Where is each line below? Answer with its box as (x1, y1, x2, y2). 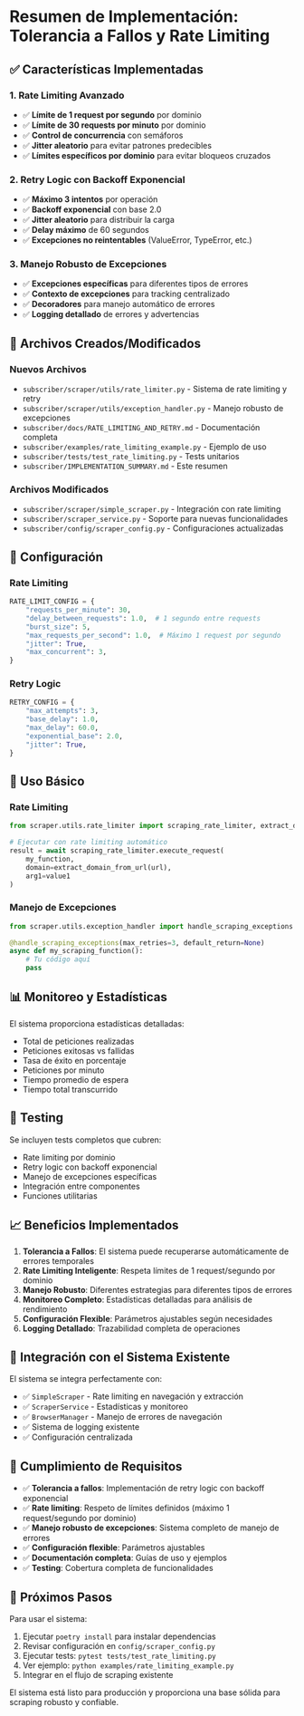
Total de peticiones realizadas (22, 1036, 135, 1046)
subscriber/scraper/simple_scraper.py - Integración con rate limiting (22, 504, 281, 515)
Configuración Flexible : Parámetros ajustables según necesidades (22, 1314, 273, 1325)
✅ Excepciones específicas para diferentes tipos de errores (22, 278, 249, 289)
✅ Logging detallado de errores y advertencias (22, 309, 200, 320)
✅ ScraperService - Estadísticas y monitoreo (22, 1402, 188, 1412)
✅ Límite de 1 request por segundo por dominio (22, 109, 202, 120)
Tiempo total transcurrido (22, 1084, 119, 1094)
